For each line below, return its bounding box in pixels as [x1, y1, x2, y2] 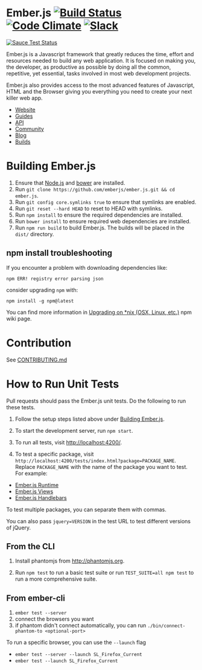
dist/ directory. [14, 230, 54, 238]
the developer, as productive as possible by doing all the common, [6, 63, 171, 71]
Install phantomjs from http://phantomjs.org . [14, 557, 125, 564]
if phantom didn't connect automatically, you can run [14, 622, 147, 629]
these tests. [6, 403, 36, 410]
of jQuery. [6, 524, 31, 531]
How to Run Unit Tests [6, 377, 119, 391]
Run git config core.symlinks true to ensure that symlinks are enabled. [14, 198, 197, 205]
